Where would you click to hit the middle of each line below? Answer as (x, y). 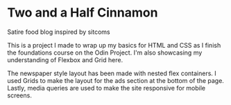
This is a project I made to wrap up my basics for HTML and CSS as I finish (114, 45)
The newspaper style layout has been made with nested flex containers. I (112, 73)
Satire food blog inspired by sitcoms (59, 32)
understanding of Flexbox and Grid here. (65, 59)
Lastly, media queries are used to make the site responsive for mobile (106, 88)
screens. (20, 95)
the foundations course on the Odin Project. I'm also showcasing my (105, 52)
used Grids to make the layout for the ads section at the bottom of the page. (115, 80)
